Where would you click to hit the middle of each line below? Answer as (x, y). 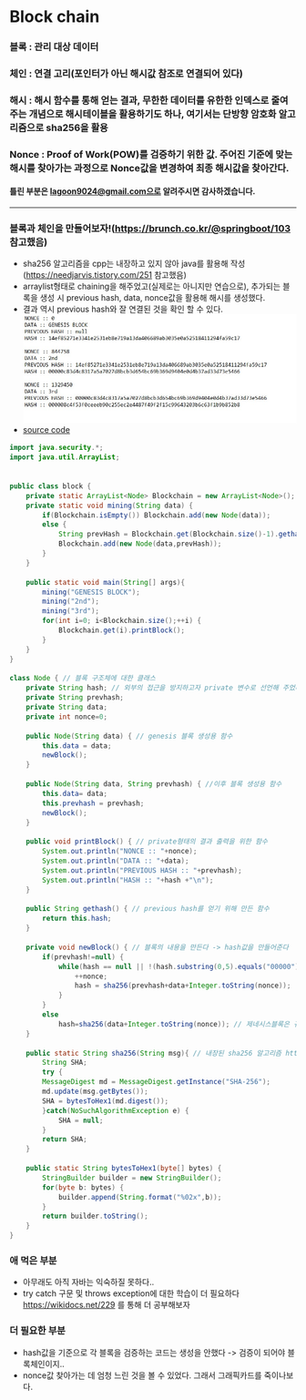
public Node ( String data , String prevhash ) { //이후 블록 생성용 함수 (154, 784)
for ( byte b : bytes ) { (83, 1187)
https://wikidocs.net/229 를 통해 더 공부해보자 (107, 1305)
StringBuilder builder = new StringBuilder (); (132, 1178)
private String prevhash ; (75, 698)
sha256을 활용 (77, 128)
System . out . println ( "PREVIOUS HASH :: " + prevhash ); (143, 870)
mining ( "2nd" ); (71, 602)
